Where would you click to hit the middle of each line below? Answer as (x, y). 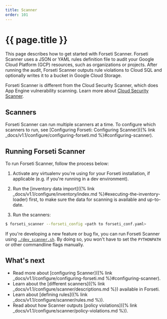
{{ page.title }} (37, 40)
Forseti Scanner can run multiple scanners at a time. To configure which (81, 125)
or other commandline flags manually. (45, 244)
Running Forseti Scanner (45, 151)
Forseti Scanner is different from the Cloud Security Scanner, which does (82, 85)
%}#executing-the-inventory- (129, 194)
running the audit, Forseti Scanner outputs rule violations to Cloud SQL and (84, 70)
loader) (20, 199)
